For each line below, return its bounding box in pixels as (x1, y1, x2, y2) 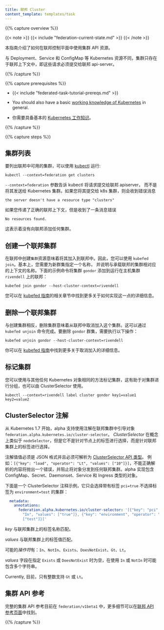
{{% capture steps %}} (5, 134, 51, 140)
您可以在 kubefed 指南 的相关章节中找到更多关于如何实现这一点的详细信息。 (5, 293, 157, 298)
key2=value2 (5, 397, 29, 402)
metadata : (9, 499, 29, 504)
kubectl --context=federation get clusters (5, 173, 95, 178)
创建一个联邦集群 (5, 241, 57, 250)
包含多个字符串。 (5, 563, 40, 569)
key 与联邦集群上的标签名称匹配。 (5, 526, 73, 532)
